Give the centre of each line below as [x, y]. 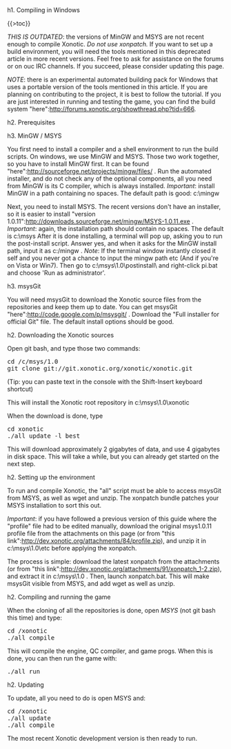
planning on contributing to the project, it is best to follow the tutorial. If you [114, 94]
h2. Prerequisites [31, 122]
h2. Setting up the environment [51, 477]
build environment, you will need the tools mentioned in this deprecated [109, 52]
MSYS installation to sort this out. [54, 505]
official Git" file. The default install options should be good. [91, 322]
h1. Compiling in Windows [44, 10]
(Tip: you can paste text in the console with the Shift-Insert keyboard [105, 382]
